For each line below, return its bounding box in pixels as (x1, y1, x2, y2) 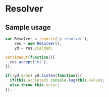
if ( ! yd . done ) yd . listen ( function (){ (5, 73, 82, 78)
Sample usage (5, 23, 51, 32)
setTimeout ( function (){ (5, 55, 56, 60)
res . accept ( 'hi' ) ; (10, 59, 49, 64)
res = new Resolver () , (14, 41, 62, 46)
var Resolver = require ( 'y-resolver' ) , (5, 36, 89, 41)
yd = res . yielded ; (14, 46, 53, 51)
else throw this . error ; (10, 82, 60, 87)
